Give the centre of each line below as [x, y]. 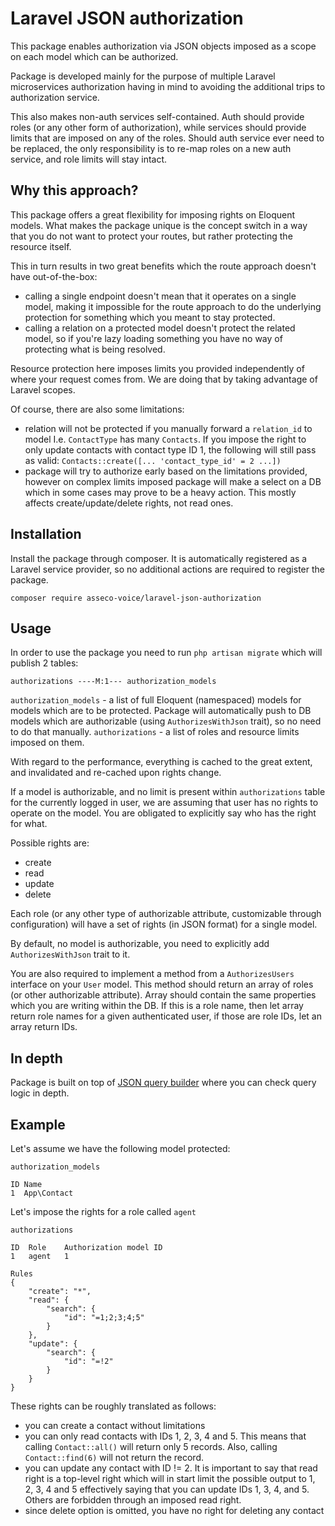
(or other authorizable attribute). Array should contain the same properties [163, 995]
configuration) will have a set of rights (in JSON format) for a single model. [164, 924]
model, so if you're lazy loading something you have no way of [153, 338]
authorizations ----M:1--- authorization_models [113, 682]
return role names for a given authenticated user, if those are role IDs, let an [166, 1016]
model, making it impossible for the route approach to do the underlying [173, 306]
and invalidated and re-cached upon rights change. [116, 773]
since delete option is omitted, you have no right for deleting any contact [174, 1510]
